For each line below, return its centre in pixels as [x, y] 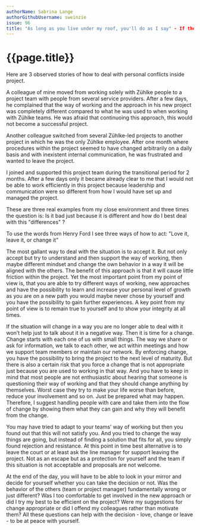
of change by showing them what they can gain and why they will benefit [96, 409]
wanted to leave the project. [40, 161]
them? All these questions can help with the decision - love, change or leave [100, 514]
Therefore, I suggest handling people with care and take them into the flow [98, 403]
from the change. [27, 415]
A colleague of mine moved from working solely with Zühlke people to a [94, 93]
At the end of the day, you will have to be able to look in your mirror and [94, 477]
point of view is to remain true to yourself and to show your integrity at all [96, 309]
